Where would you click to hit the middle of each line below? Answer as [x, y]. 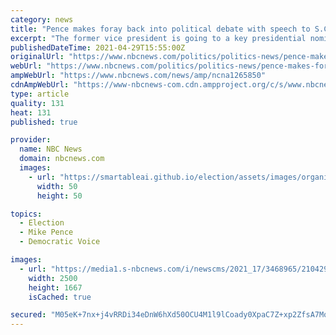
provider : [31, 140]
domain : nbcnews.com [62, 159]
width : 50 [57, 186]
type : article [40, 94]
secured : [28, 315]
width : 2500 [53, 278]
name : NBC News [51, 149]
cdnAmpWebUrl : [40, 85]
